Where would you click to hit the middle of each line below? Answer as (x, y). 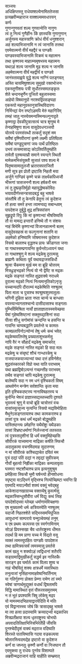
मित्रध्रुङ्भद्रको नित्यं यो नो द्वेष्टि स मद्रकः (34, 271)
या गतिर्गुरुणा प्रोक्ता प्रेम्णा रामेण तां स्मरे (33, 579)
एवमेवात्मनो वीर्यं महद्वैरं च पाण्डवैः (29, 50)
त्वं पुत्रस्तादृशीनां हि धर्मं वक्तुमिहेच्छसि (33, 436)
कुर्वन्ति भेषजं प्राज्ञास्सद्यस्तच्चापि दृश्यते (34, 397)
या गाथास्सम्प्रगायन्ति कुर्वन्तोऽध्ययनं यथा (34, 249)
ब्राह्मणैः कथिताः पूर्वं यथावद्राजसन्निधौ (31, 260)
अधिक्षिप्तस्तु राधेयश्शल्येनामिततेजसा (32, 12)
